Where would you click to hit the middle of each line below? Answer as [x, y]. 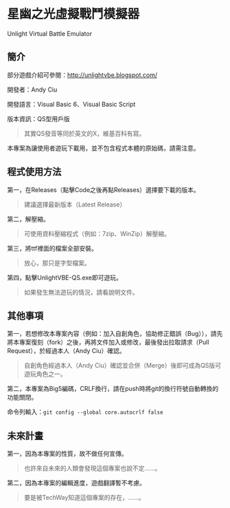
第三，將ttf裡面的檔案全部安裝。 [52, 248]
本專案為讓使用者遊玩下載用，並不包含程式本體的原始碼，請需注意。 [103, 148]
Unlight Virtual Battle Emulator [50, 33]
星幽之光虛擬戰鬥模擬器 [73, 14]
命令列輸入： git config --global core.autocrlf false [85, 412]
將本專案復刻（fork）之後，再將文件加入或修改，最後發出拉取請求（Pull [108, 342]
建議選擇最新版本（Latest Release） [75, 204]
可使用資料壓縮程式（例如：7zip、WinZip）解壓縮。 [97, 233]
